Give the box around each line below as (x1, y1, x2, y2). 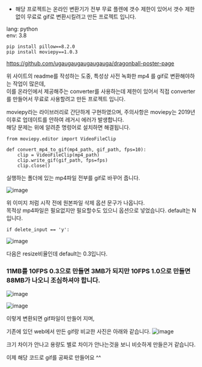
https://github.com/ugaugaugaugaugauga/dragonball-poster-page (6, 60, 174, 67)
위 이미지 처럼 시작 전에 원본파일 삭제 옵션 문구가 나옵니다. (6, 199, 145, 206)
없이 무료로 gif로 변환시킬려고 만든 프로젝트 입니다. (15, 13, 137, 20)
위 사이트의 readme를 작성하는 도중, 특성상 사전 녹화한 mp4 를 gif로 (6, 72, 170, 80)
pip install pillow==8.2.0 (6, 44, 75, 50)
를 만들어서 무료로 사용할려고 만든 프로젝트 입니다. (6, 96, 126, 102)
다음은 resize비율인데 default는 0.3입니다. (6, 250, 108, 257)
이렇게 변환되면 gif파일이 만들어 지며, (6, 315, 95, 322)
